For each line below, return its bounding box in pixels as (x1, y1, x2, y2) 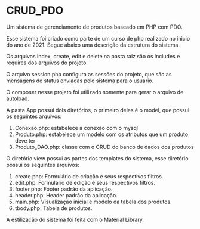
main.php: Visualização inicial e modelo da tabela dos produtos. (14, 198, 172, 205)
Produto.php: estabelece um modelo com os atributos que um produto (14, 131, 189, 138)
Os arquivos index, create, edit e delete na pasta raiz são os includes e (6, 52, 180, 60)
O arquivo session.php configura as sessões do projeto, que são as (6, 70, 172, 78)
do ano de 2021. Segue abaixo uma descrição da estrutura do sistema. (6, 41, 180, 48)
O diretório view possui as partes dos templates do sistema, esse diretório (6, 154, 189, 162)
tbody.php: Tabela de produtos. (14, 204, 93, 212)
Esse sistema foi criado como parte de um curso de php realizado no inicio (6, 35, 190, 42)
